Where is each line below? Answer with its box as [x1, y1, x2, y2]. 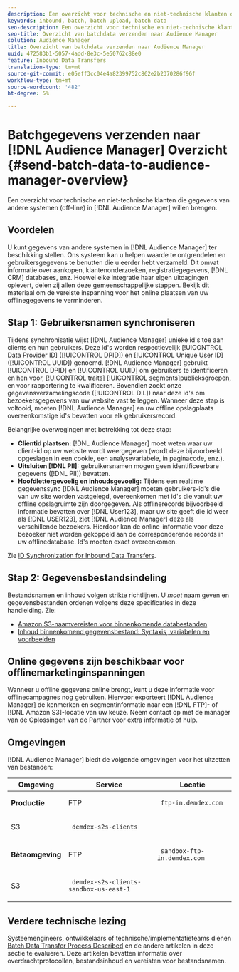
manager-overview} [7, 172, 129, 189]
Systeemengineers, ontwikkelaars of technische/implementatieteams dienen [7, 934, 232, 942]
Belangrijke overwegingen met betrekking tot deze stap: [7, 425, 171, 433]
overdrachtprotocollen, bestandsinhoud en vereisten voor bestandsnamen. [7, 956, 227, 965]
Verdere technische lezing [7, 915, 127, 927]
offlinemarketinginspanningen [7, 666, 146, 678]
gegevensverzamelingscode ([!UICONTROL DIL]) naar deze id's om [7, 388, 205, 397]
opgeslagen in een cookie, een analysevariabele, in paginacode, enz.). [17, 454, 225, 462]
